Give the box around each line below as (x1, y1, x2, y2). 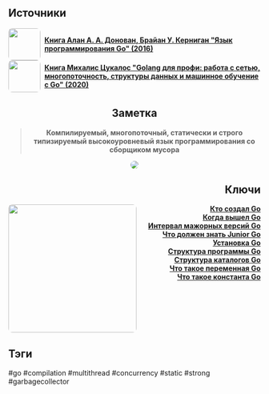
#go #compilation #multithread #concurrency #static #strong (8, 368, 211, 378)
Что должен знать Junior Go (162, 230, 261, 239)
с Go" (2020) (44, 80, 90, 90)
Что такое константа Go (177, 272, 261, 282)
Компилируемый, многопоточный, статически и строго (46, 127, 243, 137)
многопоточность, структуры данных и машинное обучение (44, 71, 259, 81)
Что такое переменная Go (169, 263, 261, 273)
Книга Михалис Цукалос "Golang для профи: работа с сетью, (44, 63, 261, 73)
